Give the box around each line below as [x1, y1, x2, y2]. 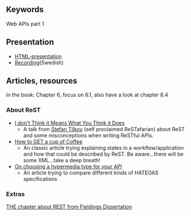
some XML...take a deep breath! [23, 156, 100, 163]
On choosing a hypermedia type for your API [14, 163, 123, 170]
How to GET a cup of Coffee [14, 138, 83, 145]
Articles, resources [6, 76, 78, 86]
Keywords [6, 5, 44, 15]
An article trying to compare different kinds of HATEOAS [23, 169, 159, 176]
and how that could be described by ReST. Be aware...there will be [23, 150, 184, 157]
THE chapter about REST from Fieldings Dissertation [6, 203, 133, 210]
